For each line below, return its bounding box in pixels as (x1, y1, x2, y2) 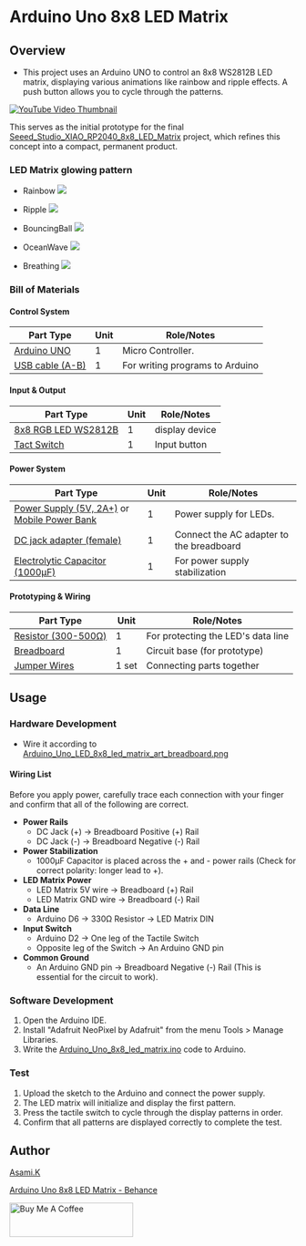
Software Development (9, 994, 114, 1006)
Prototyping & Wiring (9, 591, 91, 602)
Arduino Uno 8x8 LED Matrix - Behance (9, 1185, 158, 1196)
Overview (9, 43, 66, 58)
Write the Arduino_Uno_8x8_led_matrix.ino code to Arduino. (22, 1044, 247, 1055)
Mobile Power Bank (14, 513, 97, 526)
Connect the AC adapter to (174, 528, 290, 541)
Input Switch (22, 922, 73, 933)
